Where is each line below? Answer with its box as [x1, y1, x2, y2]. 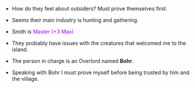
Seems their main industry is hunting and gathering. [11, 17, 139, 23]
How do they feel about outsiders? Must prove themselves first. [11, 5, 168, 12]
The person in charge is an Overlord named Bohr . [11, 58, 134, 64]
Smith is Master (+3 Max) [11, 28, 74, 35]
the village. [11, 76, 39, 82]
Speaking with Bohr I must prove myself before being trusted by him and [11, 69, 190, 76]
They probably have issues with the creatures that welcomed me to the [11, 40, 186, 46]
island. [11, 46, 29, 53]
